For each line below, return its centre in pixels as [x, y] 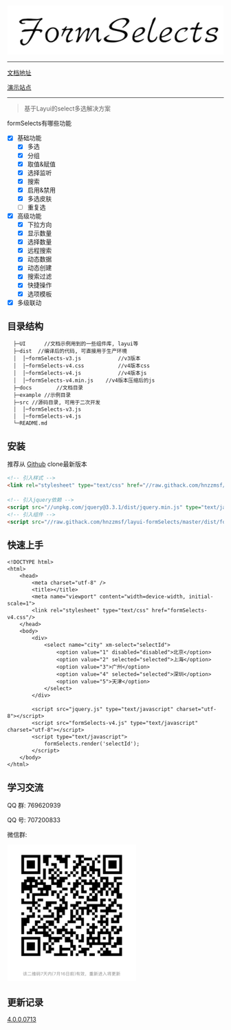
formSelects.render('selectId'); [91, 744]
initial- [201, 597]
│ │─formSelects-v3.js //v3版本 [77, 359]
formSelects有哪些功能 [40, 124]
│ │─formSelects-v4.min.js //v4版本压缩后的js [84, 381]
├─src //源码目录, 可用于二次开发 [57, 402]
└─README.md [31, 423]
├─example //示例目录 [42, 396]
